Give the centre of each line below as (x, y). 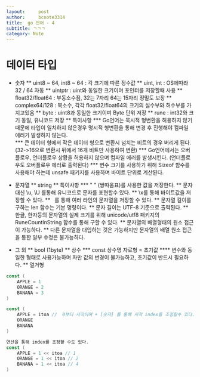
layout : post (28, 12)
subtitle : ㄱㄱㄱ (26, 28)
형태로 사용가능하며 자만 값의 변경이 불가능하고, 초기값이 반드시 (99, 258)
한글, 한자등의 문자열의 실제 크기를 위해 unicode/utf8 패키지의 (87, 215)
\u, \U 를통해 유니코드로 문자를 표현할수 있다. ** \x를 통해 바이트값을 (105, 193)
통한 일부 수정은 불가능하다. (53, 237)
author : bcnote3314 (36, 17)
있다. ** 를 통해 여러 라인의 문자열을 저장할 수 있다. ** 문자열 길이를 (112, 200)
